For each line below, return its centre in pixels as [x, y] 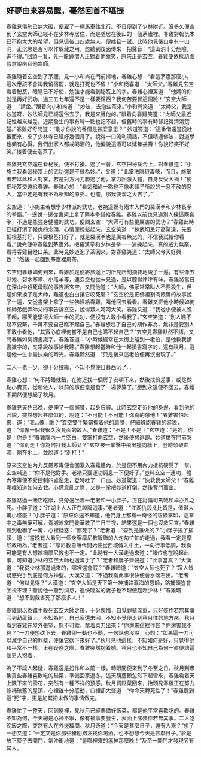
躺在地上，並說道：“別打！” [51, 452]
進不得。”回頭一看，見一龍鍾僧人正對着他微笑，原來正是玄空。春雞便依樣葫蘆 [100, 56]
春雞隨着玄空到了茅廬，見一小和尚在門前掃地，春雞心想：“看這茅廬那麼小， [99, 76]
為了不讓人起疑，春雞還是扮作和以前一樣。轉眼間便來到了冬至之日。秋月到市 [100, 668]
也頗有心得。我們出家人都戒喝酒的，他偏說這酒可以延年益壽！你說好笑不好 [98, 144]
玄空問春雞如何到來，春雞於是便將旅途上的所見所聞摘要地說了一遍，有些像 [98, 272]
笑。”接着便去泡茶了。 [32, 151]
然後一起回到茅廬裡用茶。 [51, 259]
